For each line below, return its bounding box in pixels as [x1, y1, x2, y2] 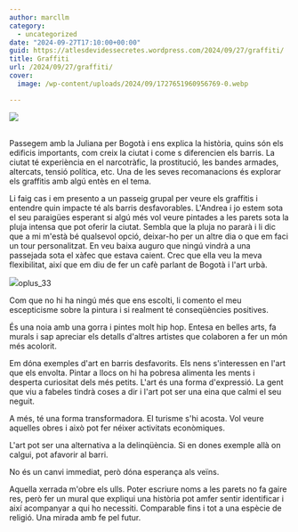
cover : [9, 71, 34, 80]
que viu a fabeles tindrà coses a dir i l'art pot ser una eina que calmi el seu [9, 386, 282, 397]
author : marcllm [9, 12, 69, 22]
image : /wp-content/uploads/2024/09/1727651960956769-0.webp [17, 79, 249, 88]
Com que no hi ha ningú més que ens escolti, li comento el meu [9, 295, 242, 306]
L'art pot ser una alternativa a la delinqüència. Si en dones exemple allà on [9, 439, 282, 450]
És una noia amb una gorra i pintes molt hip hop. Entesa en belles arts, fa [9, 322, 277, 332]
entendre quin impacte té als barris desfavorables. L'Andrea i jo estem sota [9, 202, 283, 213]
